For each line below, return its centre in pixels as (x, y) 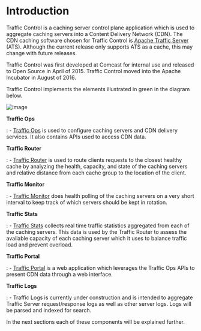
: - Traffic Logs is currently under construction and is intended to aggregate (100, 297)
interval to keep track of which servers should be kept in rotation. (87, 202)
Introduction (38, 11)
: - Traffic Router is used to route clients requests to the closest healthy (94, 160)
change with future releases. (41, 53)
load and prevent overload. (40, 245)
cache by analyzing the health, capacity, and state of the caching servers (97, 166)
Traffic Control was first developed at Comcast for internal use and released (100, 65)
